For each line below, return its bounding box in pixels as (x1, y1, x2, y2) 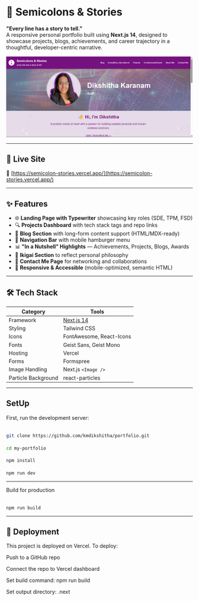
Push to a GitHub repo (6, 554, 60, 561)
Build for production (6, 486, 55, 493)
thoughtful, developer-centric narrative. (6, 44, 102, 51)
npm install (6, 458, 36, 464)
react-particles (63, 374, 101, 381)
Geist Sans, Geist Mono (63, 341, 120, 348)
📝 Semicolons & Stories (6, 5, 123, 19)
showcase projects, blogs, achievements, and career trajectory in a (6, 37, 170, 44)
